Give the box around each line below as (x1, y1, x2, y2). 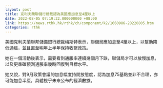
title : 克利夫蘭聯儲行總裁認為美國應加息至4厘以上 (5, 12, 96, 16)
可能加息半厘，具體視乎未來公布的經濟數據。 (5, 78, 95, 84)
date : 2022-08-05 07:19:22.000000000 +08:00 (5, 16, 97, 21)
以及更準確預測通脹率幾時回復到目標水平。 (5, 61, 91, 67)
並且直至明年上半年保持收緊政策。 (21, 45, 91, 51)
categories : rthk (5, 25, 41, 30)
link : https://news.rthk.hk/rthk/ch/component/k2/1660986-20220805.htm (5, 20, 154, 26)
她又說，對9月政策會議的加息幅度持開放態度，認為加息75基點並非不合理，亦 (5, 72, 158, 77)
